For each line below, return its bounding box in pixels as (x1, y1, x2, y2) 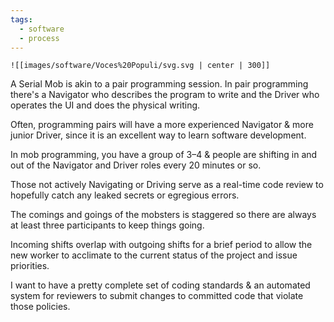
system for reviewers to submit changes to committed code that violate (10, 290, 304, 302)
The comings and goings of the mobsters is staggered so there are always (10, 209, 317, 221)
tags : (10, 14, 33, 25)
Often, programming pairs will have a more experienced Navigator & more (10, 119, 314, 131)
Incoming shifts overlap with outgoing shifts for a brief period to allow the (10, 239, 313, 251)
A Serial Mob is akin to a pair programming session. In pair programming (10, 78, 309, 90)
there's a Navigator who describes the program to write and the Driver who (10, 89, 320, 101)
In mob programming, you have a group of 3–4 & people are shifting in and (10, 149, 318, 161)
